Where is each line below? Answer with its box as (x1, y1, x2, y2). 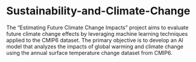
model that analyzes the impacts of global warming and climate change (6, 43, 184, 50)
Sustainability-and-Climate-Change (6, 4, 191, 18)
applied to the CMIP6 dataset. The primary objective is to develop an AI (6, 36, 184, 44)
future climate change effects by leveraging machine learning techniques (6, 30, 188, 37)
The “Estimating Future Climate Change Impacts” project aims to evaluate (6, 24, 189, 31)
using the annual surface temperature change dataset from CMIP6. (6, 49, 173, 56)
